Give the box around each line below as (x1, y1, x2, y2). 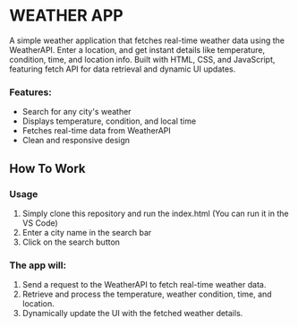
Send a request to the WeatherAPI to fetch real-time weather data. (21, 280, 267, 290)
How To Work (9, 160, 87, 176)
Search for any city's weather (21, 107, 132, 117)
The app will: (9, 259, 67, 271)
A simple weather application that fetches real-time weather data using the (9, 35, 285, 46)
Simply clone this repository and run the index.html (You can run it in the (21, 208, 289, 219)
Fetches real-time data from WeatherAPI (21, 125, 172, 136)
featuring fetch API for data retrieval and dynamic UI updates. (9, 64, 236, 74)
